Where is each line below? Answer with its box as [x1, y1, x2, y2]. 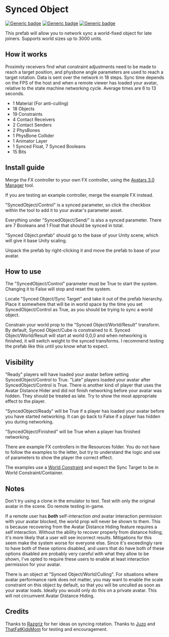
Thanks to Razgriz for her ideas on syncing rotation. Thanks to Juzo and [5, 621, 155, 627]
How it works [5, 50, 47, 59]
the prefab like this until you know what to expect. [5, 343, 109, 350]
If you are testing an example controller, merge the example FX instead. [5, 192, 154, 198]
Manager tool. [5, 182, 34, 188]
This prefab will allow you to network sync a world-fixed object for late [5, 30, 152, 36]
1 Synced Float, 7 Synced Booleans [12, 143, 86, 149]
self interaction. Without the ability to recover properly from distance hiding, [5, 529, 163, 535]
